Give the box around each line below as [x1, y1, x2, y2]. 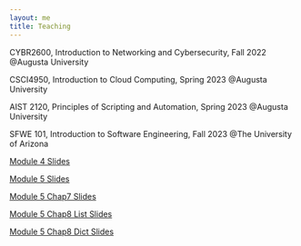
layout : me [9, 13, 51, 23]
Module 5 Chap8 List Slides [9, 208, 113, 219]
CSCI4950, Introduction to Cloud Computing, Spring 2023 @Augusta [9, 74, 268, 84]
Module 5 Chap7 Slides [9, 191, 97, 202]
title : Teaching [9, 22, 71, 31]
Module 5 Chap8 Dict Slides [9, 226, 115, 237]
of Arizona [9, 138, 49, 149]
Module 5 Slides [9, 173, 70, 184]
